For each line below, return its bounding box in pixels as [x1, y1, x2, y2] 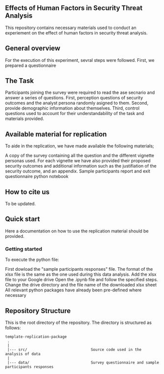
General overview [5, 44, 60, 53]
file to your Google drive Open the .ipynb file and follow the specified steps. [5, 277, 158, 283]
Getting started [5, 245, 43, 252]
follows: [5, 324, 21, 331]
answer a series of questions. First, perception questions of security [5, 95, 143, 101]
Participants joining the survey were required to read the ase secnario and [5, 89, 155, 95]
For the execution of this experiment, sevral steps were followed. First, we [5, 57, 155, 63]
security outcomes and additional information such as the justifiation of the [5, 163, 157, 169]
